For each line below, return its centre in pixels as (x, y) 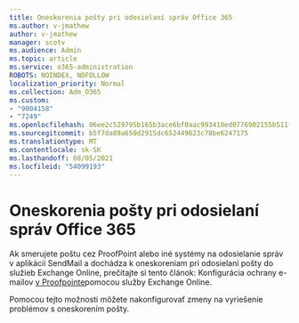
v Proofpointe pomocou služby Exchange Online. (124, 282)
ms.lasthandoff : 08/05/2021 (61, 158)
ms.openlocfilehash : (48, 125)
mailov (21, 282)
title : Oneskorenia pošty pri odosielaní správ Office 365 (121, 17)
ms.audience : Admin (45, 51)
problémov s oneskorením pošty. (69, 309)
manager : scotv (37, 42)
